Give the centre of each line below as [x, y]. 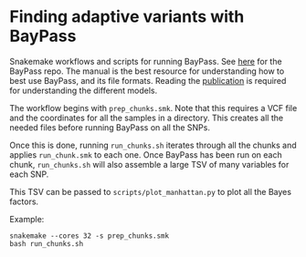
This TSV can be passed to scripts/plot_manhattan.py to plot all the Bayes [151, 191]
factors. [24, 201]
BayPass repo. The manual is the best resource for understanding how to [147, 71]
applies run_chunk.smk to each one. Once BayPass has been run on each [146, 154]
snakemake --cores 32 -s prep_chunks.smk [90, 236]
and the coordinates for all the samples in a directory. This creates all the [147, 118]
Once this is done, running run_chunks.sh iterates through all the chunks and [153, 145]
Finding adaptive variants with [127, 17]
